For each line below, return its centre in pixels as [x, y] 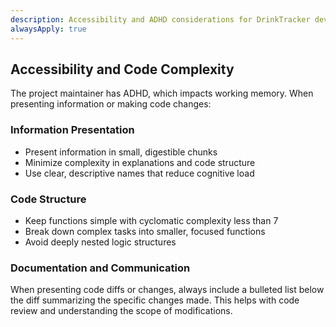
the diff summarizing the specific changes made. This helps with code [155, 300]
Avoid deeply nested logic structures [100, 242]
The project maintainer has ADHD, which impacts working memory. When [162, 93]
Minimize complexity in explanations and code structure [140, 162]
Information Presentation [72, 130]
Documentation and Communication [100, 268]
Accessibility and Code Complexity [122, 69]
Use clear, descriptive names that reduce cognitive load [139, 173]
